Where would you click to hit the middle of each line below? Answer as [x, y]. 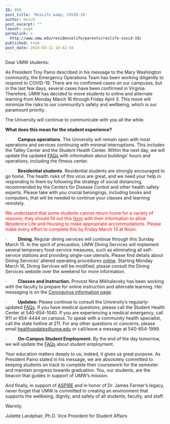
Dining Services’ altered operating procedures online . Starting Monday [79, 260]
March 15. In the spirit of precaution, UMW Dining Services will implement [82, 244]
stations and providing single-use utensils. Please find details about [93, 255]
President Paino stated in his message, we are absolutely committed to [79, 359]
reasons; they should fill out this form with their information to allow [76, 218]
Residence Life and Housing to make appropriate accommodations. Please [83, 223]
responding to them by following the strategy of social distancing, [74, 181]
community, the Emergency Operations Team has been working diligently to [84, 77]
